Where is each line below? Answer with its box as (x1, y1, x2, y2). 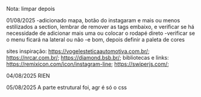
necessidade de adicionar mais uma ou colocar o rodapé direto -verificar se (6, 30, 195, 37)
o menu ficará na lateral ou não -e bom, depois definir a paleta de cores (6, 36, 185, 43)
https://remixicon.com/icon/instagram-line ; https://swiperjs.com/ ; (6, 60, 170, 67)
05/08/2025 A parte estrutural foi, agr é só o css (6, 84, 127, 91)
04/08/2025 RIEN (6, 72, 50, 79)
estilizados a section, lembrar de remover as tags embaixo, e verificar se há (6, 23, 194, 30)
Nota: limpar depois (6, 5, 56, 12)
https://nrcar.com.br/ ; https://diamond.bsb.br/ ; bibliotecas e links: (6, 54, 169, 61)
